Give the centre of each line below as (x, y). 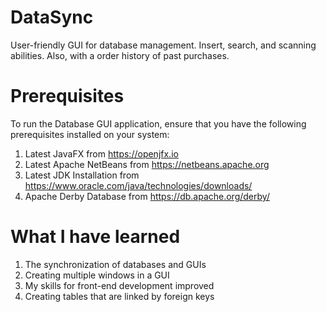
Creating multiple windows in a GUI (97, 275)
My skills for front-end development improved (119, 285)
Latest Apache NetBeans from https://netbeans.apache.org (147, 164)
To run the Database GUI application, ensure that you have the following (158, 123)
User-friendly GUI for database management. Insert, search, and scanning (163, 45)
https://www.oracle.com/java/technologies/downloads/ (138, 185)
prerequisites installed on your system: (90, 134)
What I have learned (95, 237)
